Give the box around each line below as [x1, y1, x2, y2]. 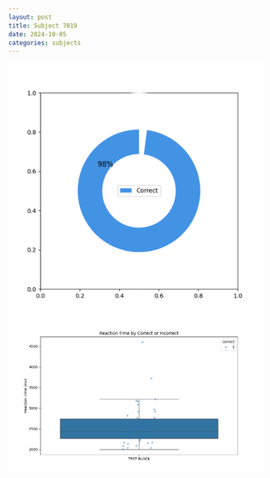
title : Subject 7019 [8, 21, 78, 30]
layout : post [8, 13, 53, 21]
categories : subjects [8, 39, 82, 47]
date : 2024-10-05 [8, 30, 67, 38]
